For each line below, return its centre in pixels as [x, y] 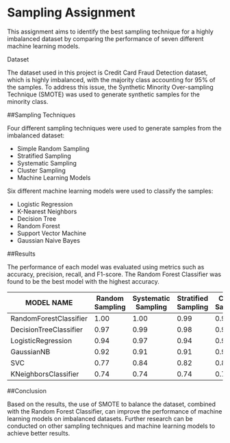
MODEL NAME [49, 302]
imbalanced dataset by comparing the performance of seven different [105, 38]
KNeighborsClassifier [45, 374]
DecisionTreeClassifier [47, 330]
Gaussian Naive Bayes [49, 240]
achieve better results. [39, 433]
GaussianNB [30, 351]
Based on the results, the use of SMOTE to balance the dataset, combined [112, 404]
